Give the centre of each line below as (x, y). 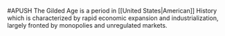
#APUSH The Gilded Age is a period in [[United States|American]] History (112, 11)
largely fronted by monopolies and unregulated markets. (87, 25)
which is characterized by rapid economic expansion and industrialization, (113, 18)
